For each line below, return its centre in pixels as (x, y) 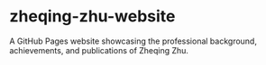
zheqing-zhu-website (92, 16)
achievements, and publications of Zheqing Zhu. (99, 50)
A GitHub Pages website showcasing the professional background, (133, 41)
